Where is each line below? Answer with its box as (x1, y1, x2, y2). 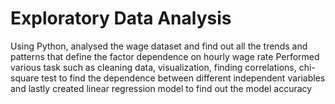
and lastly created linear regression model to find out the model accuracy (10, 82, 313, 94)
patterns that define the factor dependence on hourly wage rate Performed (10, 50, 320, 62)
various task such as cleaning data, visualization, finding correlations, (10, 61, 297, 73)
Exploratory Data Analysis (10, 7, 232, 30)
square (10, 72, 40, 84)
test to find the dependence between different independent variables (41, 72, 326, 84)
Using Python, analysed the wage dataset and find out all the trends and (10, 40, 308, 52)
